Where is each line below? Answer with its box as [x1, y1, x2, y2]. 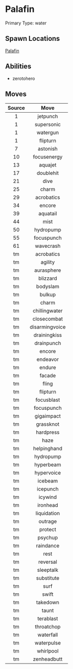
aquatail [38, 210, 57, 217]
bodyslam [36, 283, 60, 290]
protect [39, 526, 56, 533]
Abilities [5, 62, 31, 71]
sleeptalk [37, 567, 59, 574]
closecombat [32, 316, 63, 323]
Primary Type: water [5, 20, 47, 26]
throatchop [34, 623, 61, 630]
